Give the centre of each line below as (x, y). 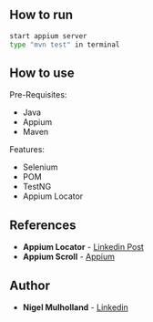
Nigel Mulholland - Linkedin (76, 307)
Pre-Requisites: (38, 95)
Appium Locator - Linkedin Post (83, 247)
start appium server (49, 36)
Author (30, 285)
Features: (27, 150)
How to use (42, 73)
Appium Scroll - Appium (69, 257)
